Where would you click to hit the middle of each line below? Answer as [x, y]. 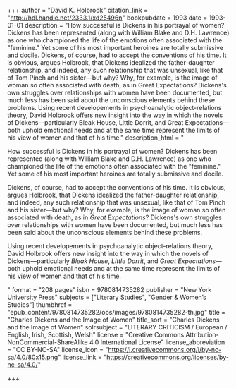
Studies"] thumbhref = [40, 305]
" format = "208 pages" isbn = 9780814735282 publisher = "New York [110, 290]
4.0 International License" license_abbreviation [157, 342]
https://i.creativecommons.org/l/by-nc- [165, 350]
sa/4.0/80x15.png [33, 357]
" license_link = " [82, 357]
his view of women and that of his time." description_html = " [96, 138]
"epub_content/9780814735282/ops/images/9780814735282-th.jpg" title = [117, 312]
